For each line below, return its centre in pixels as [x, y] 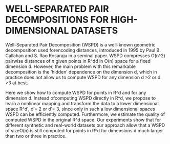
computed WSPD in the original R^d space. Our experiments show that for [83, 119]
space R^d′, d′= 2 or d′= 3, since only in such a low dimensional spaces [80, 109]
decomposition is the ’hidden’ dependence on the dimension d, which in [81, 71]
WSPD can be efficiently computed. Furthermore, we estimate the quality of [85, 114]
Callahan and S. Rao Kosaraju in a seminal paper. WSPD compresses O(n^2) [85, 55]
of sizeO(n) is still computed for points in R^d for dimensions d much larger [84, 130]
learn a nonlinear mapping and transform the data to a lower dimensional [82, 103]
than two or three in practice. [36, 136]
